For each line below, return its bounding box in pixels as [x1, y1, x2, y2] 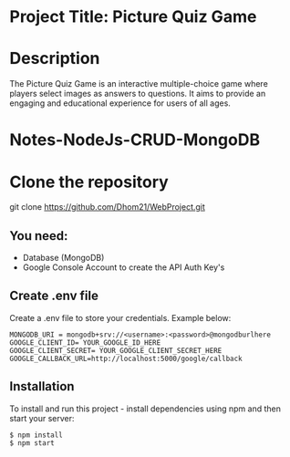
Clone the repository [9, 171, 169, 192]
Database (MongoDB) [22, 253, 105, 264]
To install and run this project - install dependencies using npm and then [9, 403, 281, 414]
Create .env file [9, 288, 98, 304]
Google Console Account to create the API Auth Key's [22, 262, 225, 273]
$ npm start [9, 438, 55, 448]
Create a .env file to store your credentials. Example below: [9, 312, 232, 323]
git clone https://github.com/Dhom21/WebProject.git [9, 202, 205, 213]
